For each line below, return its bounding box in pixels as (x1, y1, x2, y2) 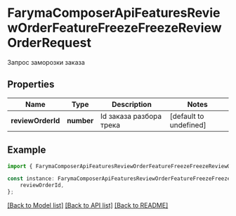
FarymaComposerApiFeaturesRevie (7, 5, 221, 21)
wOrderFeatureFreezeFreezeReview (7, 20, 223, 36)
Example (7, 144, 46, 156)
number (66, 115, 94, 125)
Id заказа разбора (100, 111, 162, 121)
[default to (169, 111, 204, 121)
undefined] (169, 120, 206, 129)
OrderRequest (7, 35, 91, 51)
